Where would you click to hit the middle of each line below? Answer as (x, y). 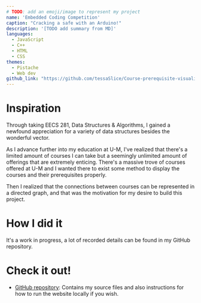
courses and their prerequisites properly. (56, 175)
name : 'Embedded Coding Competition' (53, 17)
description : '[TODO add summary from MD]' (61, 28)
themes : (16, 62)
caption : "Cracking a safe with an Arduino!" (64, 23)
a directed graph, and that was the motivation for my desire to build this (94, 193)
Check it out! (39, 271)
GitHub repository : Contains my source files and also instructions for (99, 287)
